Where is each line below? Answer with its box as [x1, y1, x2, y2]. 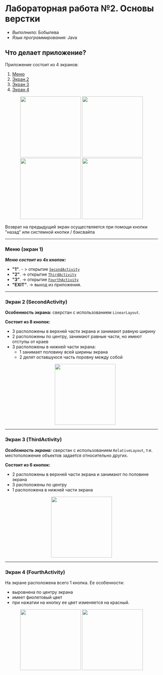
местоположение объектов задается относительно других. [5, 452, 129, 458]
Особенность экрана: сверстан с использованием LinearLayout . [5, 310, 140, 316]
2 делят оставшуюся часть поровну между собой [19, 354, 123, 360]
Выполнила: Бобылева [12, 29, 59, 35]
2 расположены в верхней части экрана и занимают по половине [12, 471, 149, 477]
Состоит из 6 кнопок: [5, 462, 50, 468]
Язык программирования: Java [12, 35, 78, 40]
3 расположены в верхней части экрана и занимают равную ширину [12, 328, 156, 334]
